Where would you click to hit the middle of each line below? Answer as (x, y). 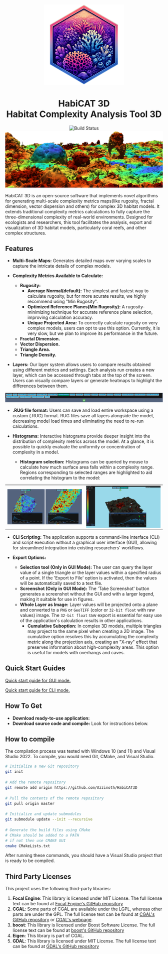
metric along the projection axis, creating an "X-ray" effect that (92, 642)
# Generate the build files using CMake (48, 830)
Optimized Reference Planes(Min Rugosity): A (76, 307)
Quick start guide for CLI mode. (37, 690)
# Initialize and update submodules (43, 814)
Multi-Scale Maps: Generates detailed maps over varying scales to (82, 261)
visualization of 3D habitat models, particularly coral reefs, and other (76, 227)
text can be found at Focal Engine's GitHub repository (68, 904)
